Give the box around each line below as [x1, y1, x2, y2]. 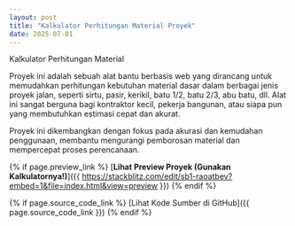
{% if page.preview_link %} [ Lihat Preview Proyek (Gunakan [9, 161, 232, 173]
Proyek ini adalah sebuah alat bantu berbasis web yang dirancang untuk [9, 71, 273, 82]
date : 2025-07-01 [9, 29, 74, 38]
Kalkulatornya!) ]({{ [9, 171, 81, 182]
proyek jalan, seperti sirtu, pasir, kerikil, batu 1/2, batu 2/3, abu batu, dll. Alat [9, 90, 286, 100]
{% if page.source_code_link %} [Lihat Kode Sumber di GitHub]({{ [9, 198, 250, 208]
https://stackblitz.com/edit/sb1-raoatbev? [82, 171, 233, 182]
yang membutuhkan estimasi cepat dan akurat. [9, 108, 181, 120]
